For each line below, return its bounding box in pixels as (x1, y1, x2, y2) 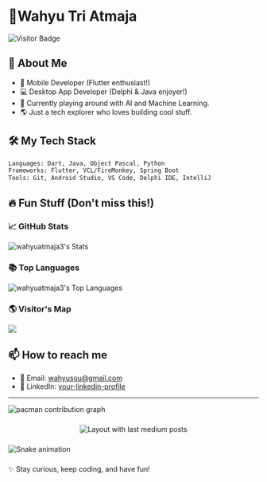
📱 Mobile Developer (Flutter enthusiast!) (19, 77, 151, 87)
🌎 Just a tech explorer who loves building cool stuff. (19, 107, 192, 116)
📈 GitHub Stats (8, 221, 69, 232)
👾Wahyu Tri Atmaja (8, 7, 137, 25)
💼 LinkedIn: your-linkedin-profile (19, 382, 126, 391)
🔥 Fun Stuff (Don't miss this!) (8, 196, 155, 210)
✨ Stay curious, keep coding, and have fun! (8, 464, 151, 474)
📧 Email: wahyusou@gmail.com (19, 374, 123, 383)
